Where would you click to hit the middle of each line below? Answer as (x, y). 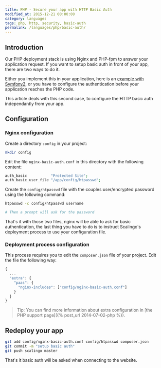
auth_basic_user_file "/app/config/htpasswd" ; (53, 180)
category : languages (26, 18)
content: (13, 167)
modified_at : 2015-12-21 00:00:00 (40, 14)
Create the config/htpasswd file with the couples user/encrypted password (80, 190)
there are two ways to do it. (32, 69)
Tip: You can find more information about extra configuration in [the (85, 310)
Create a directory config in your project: (46, 143)
